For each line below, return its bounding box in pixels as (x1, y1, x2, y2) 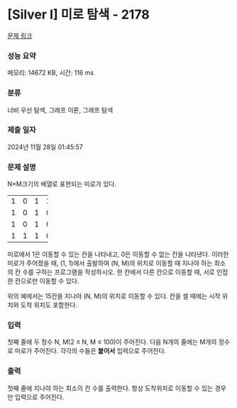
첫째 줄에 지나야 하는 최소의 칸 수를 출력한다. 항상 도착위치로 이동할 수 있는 (7, 384, 214, 392)
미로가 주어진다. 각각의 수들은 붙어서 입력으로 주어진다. (14, 347, 167, 355)
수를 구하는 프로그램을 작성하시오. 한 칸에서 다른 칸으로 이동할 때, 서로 (22, 268, 215, 276)
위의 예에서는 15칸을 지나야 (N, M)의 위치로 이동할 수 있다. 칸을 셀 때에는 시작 (7, 292, 221, 300)
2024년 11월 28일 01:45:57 (7, 142, 83, 151)
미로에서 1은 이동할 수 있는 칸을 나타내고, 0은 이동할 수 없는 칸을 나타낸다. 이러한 (7, 250, 229, 258)
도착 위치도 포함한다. (20, 300, 78, 310)
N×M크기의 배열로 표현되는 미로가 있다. (7, 179, 117, 189)
